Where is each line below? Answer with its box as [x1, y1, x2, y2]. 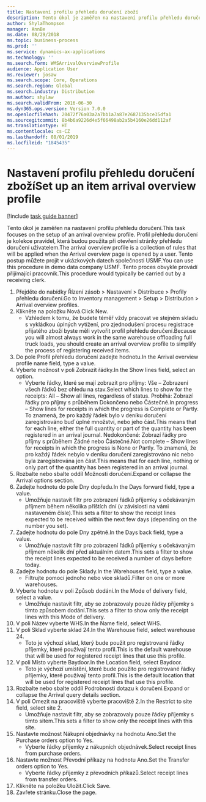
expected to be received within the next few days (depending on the [24, 515, 197, 523]
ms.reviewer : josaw [7, 72, 57, 78]
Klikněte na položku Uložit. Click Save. [15, 782, 111, 789]
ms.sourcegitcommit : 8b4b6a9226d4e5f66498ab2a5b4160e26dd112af [7, 117, 172, 123]
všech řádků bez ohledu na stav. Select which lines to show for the [24, 385, 192, 393]
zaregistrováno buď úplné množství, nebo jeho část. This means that [24, 418, 197, 425]
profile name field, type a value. [15, 359, 96, 367]
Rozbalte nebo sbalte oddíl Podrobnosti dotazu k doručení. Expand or [15, 685, 190, 692]
